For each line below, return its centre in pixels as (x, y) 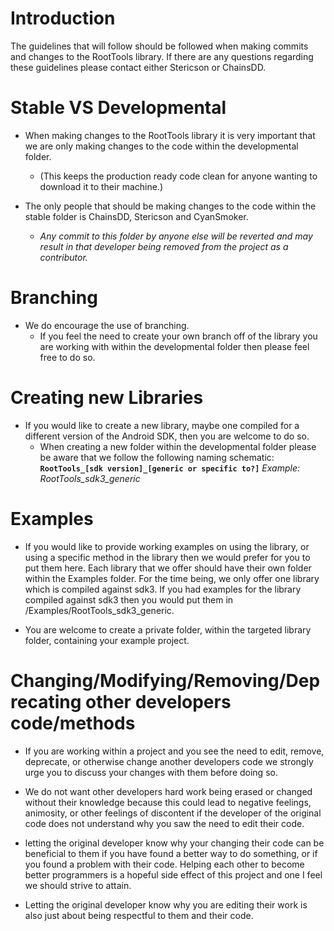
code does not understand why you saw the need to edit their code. (164, 823)
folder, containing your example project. (107, 640)
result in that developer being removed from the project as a (164, 246)
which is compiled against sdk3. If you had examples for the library (163, 589)
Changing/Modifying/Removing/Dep (165, 680)
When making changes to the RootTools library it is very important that (170, 135)
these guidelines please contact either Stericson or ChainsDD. (138, 67)
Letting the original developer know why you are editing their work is (166, 904)
